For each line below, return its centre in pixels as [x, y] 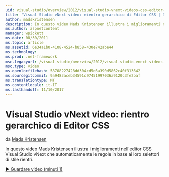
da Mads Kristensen [26, 139]
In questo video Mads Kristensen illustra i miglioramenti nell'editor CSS [78, 149]
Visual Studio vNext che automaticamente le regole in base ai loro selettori [82, 154]
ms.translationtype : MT [30, 80]
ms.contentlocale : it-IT [31, 85]
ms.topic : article [24, 43]
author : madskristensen [30, 19]
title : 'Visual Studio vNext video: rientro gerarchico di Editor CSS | [83, 15]
